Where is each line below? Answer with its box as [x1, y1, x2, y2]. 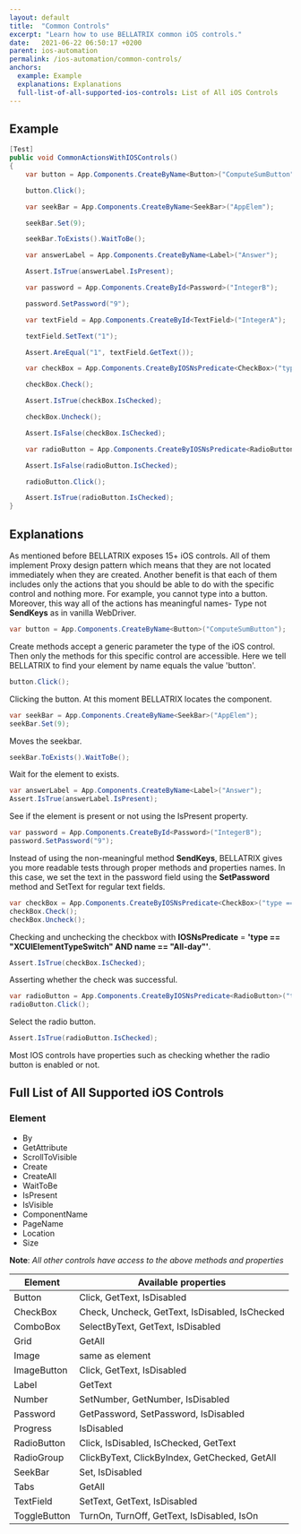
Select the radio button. [9, 1016, 97, 1027]
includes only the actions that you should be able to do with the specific [9, 579, 275, 590]
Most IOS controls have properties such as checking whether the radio [9, 1050, 271, 1060]
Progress [13, 1422, 52, 1435]
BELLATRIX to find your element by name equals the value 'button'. [9, 659, 257, 670]
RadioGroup [13, 1451, 64, 1463]
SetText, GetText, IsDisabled [79, 1495, 198, 1507]
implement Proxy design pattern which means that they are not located [9, 560, 271, 570]
